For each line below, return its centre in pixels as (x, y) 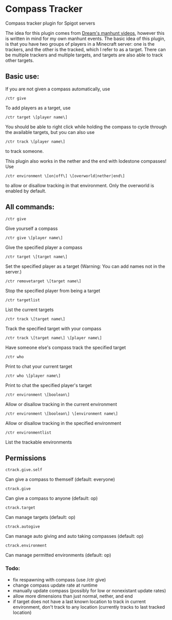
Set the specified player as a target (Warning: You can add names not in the (85, 266)
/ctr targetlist (23, 300)
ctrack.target (21, 508)
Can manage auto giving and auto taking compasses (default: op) (74, 536)
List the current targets (30, 309)
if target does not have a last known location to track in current (79, 602)
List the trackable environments (39, 442)
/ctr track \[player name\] (35, 142)
